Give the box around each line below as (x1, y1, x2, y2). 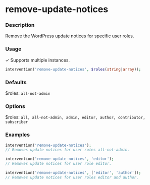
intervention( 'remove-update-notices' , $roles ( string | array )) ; (5, 67, 141, 72)
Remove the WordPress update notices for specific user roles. (5, 33, 134, 39)
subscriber (5, 119, 28, 125)
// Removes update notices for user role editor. (5, 161, 112, 166)
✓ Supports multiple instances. (5, 57, 70, 63)
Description (5, 22, 35, 29)
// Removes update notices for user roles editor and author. (5, 175, 139, 180)
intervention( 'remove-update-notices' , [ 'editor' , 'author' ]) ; (5, 170, 141, 175)
